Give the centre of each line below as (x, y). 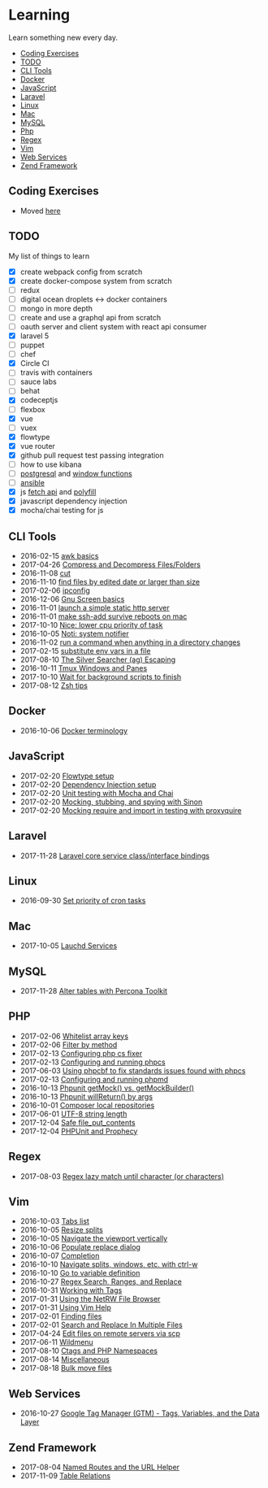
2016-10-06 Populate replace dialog (80, 1247)
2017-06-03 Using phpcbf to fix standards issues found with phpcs (133, 1070)
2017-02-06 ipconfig (55, 590)
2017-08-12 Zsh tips (54, 685)
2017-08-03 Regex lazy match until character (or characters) (122, 1176)
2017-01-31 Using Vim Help (66, 1307)
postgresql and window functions (76, 473)
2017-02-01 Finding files (61, 1316)
